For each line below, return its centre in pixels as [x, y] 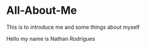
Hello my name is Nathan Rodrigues [51, 38]
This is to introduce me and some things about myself [73, 27]
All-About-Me [42, 10]
